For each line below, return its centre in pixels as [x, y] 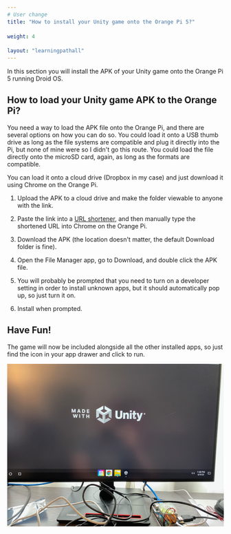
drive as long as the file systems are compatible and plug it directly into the [113, 142]
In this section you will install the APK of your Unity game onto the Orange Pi [115, 71]
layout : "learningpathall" [46, 51]
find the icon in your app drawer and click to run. [76, 354]
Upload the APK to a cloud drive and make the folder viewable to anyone [120, 198]
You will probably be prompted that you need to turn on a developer [113, 280]
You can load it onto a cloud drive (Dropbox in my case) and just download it [115, 177]
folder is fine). [37, 246]
